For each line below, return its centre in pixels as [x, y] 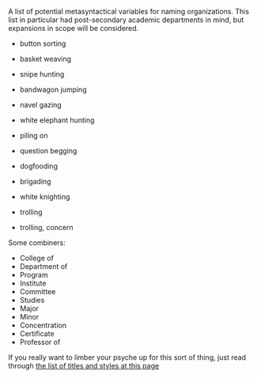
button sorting [43, 43]
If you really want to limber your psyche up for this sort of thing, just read [127, 357]
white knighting [45, 197]
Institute [33, 283]
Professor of [40, 342]
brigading [35, 181]
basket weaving [45, 59]
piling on [34, 135]
